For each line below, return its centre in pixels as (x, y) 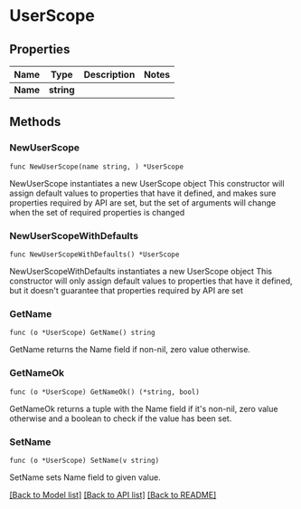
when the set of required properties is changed (97, 212)
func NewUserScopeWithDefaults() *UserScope (94, 254)
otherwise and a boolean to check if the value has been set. (121, 418)
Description (109, 75)
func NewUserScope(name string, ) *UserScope (96, 167)
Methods (35, 122)
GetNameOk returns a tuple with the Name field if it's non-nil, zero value (144, 408)
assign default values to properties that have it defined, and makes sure (143, 193)
